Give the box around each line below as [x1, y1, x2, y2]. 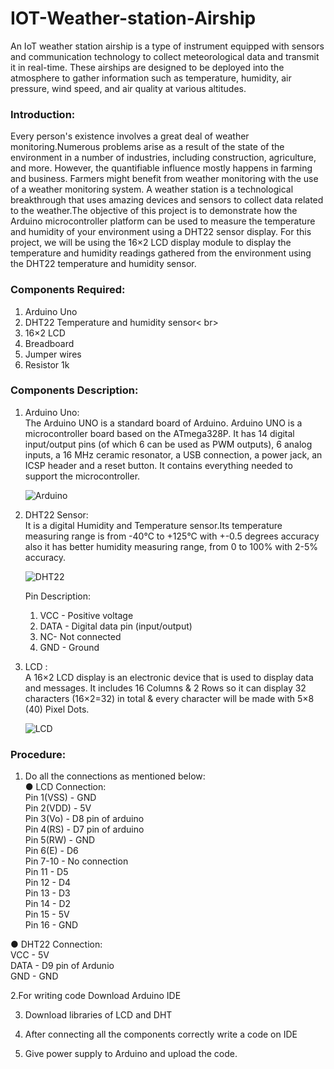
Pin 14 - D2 [24, 898, 72, 910]
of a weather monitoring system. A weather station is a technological [10, 183, 294, 196]
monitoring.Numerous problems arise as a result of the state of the [10, 141, 285, 153]
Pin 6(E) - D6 [24, 845, 79, 857]
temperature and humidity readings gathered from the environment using [10, 247, 312, 259]
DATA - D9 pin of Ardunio [10, 960, 115, 972]
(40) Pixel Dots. [24, 703, 90, 715]
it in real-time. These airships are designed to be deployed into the [10, 61, 285, 73]
